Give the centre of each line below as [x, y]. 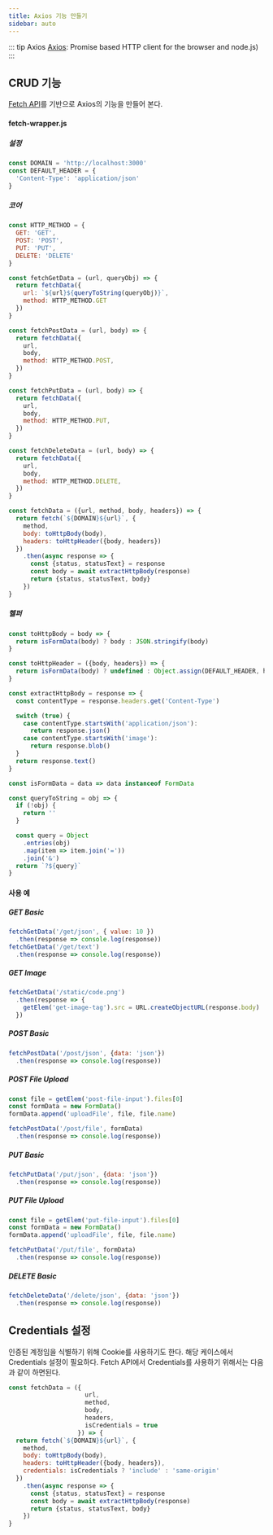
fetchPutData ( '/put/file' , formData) [72, 1250]
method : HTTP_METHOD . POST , [69, 361]
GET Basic [26, 912]
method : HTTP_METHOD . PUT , [67, 421]
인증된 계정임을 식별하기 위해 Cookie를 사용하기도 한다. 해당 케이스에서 [121, 1352]
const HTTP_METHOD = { [47, 226]
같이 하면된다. [39, 1372]
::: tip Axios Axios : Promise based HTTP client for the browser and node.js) [133, 46]
